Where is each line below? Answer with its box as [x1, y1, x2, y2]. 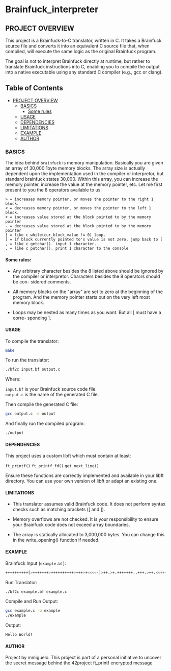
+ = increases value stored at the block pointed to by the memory [5, 214, 152, 220]
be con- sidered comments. [12, 279, 71, 285]
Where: [5, 376, 21, 382]
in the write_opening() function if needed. [12, 537, 100, 543]
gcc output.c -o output [5, 411, 56, 417]
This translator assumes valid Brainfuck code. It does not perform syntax [12, 501, 166, 507]
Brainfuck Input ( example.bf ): [5, 560, 66, 566]
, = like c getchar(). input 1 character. [5, 242, 97, 247]
